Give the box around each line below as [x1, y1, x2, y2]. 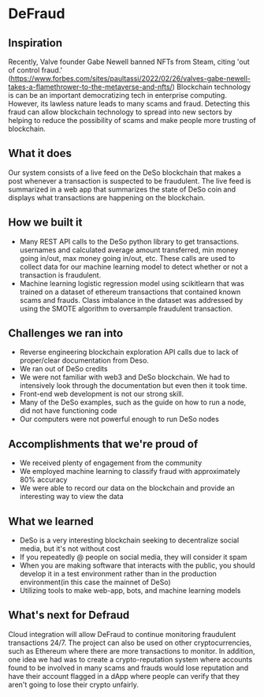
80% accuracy [19, 475, 68, 485]
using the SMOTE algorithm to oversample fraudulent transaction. [19, 304, 233, 313]
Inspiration [8, 36, 63, 50]
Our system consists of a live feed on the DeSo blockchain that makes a [8, 167, 242, 177]
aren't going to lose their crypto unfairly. [8, 680, 139, 689]
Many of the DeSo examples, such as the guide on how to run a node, [19, 397, 247, 407]
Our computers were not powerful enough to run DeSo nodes [19, 415, 219, 424]
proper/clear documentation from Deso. [19, 356, 150, 365]
